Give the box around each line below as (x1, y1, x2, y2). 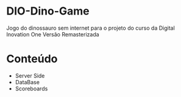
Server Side (15, 72, 45, 79)
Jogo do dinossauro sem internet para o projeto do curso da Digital (6, 24, 175, 32)
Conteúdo (6, 52, 58, 66)
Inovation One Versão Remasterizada (6, 30, 99, 38)
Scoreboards (15, 85, 48, 92)
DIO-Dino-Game (6, 4, 90, 18)
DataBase (15, 78, 40, 85)
